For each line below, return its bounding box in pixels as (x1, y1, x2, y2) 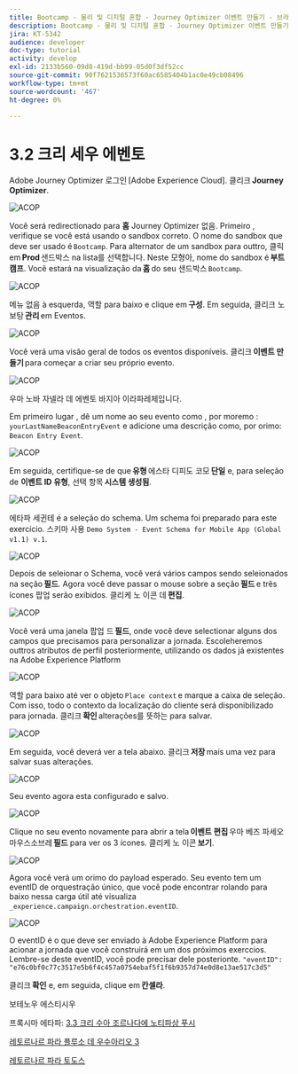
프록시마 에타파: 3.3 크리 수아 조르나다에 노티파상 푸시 (9, 1017, 196, 1029)
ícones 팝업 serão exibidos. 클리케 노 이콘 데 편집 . (9, 590, 184, 600)
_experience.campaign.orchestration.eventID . (9, 901, 179, 912)
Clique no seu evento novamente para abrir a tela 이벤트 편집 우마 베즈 (9, 827, 261, 837)
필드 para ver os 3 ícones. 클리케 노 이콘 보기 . (52, 837, 215, 848)
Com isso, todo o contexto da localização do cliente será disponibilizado (9, 700, 274, 710)
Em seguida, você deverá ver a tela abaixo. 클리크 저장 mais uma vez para (9, 747, 276, 757)
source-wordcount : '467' (9, 87, 101, 96)
